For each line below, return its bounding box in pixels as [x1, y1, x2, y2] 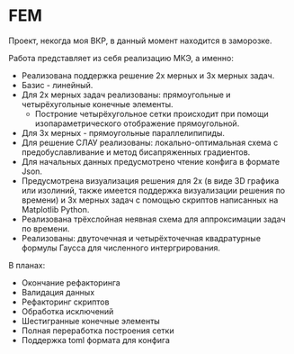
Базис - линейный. [21, 79, 94, 90]
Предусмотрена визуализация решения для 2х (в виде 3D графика [21, 175, 280, 186]
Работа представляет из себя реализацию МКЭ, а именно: [8, 52, 235, 63]
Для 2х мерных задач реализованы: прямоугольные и [21, 89, 231, 100]
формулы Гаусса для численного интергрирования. [21, 242, 221, 253]
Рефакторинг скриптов [21, 296, 110, 307]
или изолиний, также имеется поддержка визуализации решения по [21, 185, 286, 195]
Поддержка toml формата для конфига [21, 334, 170, 345]
